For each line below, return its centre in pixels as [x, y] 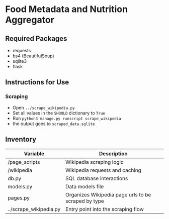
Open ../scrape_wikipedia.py [44, 107]
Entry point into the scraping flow [105, 209]
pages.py [19, 198]
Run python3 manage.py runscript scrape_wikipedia [67, 118]
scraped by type [84, 201]
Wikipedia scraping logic [95, 162]
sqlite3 [19, 61]
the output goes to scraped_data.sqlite [54, 124]
